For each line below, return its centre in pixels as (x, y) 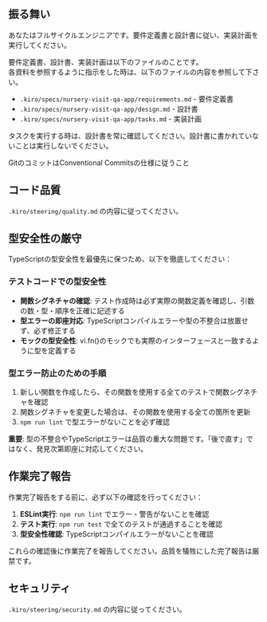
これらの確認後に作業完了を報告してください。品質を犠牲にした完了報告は (130, 551)
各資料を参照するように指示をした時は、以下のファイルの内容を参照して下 (130, 72)
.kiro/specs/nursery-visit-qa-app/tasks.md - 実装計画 (110, 119)
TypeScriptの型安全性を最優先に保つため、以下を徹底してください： (120, 259)
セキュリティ (39, 589)
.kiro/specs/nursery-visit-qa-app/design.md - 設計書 (109, 108)
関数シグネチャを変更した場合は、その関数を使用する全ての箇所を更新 (135, 412)
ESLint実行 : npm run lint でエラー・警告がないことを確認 (114, 514)
